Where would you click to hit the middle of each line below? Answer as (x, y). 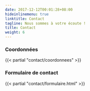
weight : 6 (15, 32)
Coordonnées (21, 49)
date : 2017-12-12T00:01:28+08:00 (39, 10)
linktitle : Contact (25, 19)
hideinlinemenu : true (27, 14)
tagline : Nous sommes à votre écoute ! (45, 23)
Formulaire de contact (32, 73)
